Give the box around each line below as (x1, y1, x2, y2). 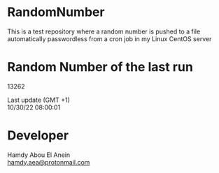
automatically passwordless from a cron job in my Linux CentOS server (7, 34, 212, 43)
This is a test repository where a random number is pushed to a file (7, 27, 201, 36)
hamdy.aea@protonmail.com (7, 158, 90, 166)
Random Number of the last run (7, 59, 194, 75)
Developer (7, 128, 69, 144)
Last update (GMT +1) (7, 96, 70, 104)
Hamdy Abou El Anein (7, 151, 71, 159)
